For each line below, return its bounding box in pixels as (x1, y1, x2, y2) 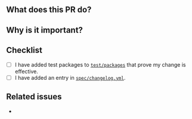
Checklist (6, 45, 43, 55)
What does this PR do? (6, 5, 92, 15)
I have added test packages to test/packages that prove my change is (14, 61, 186, 68)
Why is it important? (6, 25, 83, 35)
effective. (14, 68, 39, 75)
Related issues (6, 92, 62, 102)
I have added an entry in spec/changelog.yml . (14, 74, 126, 81)
